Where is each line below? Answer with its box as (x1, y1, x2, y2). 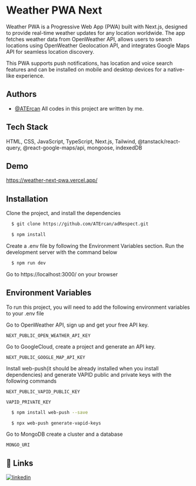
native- (167, 66, 185, 73)
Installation (6, 194, 48, 204)
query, (6, 144, 22, 151)
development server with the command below (6, 249, 118, 256)
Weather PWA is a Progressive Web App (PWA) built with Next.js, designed (6, 23, 188, 30)
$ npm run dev (11, 260, 46, 266)
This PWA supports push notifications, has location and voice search (6, 60, 173, 67)
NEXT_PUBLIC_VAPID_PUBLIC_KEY (6, 389, 81, 394)
